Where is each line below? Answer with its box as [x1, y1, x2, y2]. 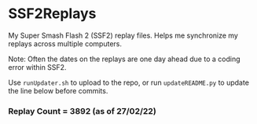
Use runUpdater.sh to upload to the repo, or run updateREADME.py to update [8, 78, 250, 87]
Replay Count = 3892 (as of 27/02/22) [8, 105, 157, 116]
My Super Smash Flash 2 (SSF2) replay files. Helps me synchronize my [8, 31, 238, 40]
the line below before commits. [8, 86, 108, 95]
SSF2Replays [8, 5, 97, 23]
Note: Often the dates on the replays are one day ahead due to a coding [8, 54, 240, 64]
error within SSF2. [8, 62, 67, 71]
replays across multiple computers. [8, 38, 122, 48]
